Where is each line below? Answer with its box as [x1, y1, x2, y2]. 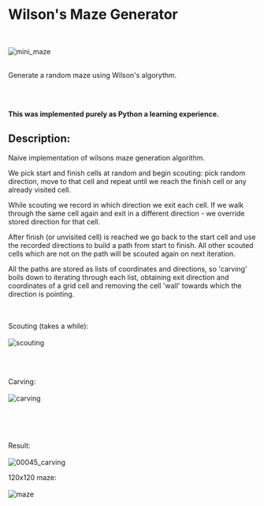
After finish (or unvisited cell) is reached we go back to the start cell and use [8, 232, 256, 242]
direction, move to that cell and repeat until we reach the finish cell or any [8, 176, 247, 186]
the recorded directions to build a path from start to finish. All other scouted [8, 240, 254, 249]
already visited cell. [8, 185, 72, 194]
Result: [8, 441, 31, 450]
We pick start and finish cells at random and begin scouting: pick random [8, 168, 246, 178]
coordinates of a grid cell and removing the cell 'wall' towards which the [8, 281, 242, 290]
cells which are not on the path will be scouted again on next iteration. [8, 249, 236, 258]
